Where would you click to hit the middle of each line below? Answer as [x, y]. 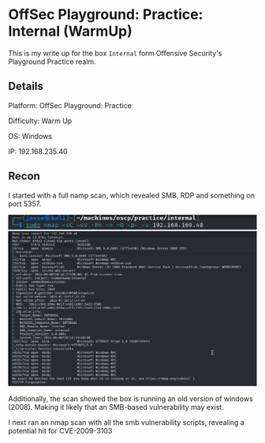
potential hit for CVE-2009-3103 [60, 430]
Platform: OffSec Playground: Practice [70, 105]
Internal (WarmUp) [70, 31]
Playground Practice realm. [52, 62]
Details [26, 86]
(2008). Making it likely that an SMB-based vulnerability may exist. [116, 407]
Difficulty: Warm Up [40, 121]
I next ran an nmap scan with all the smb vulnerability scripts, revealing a [126, 422]
